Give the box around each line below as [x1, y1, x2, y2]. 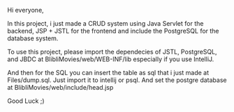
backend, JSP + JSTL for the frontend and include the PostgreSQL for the [7, 27, 219, 35]
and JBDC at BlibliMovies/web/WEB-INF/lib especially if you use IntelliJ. [7, 55, 214, 63]
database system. [7, 34, 59, 42]
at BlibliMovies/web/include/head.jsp [7, 83, 114, 91]
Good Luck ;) [7, 97, 45, 105]
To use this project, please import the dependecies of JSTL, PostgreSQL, [7, 48, 218, 56]
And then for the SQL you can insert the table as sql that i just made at [7, 69, 210, 77]
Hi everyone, [7, 6, 44, 14]
